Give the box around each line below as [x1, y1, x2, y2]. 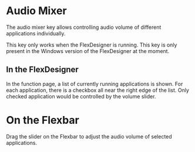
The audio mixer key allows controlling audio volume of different [6, 24, 162, 31]
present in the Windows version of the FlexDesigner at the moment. [6, 47, 170, 54]
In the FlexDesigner [6, 65, 79, 75]
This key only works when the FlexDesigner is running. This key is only [6, 41, 177, 48]
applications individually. [6, 29, 66, 37]
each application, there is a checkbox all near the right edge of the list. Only [6, 87, 190, 94]
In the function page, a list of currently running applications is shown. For [6, 80, 183, 87]
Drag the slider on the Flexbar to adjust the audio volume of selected [6, 133, 172, 140]
